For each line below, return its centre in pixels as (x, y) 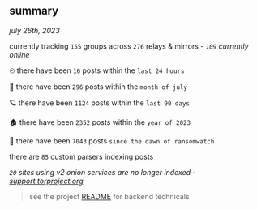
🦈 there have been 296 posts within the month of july (98, 87)
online (19, 54)
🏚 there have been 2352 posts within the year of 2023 (100, 122)
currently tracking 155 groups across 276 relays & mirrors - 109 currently (129, 46)
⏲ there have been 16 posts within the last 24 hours (97, 70)
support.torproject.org (46, 181)
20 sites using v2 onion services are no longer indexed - (103, 172)
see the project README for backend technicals (109, 196)
